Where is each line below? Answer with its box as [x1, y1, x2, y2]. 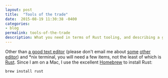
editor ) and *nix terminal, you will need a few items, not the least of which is [5, 54, 161, 60]
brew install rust [5, 69, 43, 74]
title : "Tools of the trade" [5, 12, 68, 17]
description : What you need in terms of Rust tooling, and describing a [5, 35, 160, 40]
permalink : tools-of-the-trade [5, 30, 70, 35]
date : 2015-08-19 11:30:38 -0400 [5, 16, 77, 21]
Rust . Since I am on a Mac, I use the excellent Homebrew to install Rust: [5, 59, 152, 65]
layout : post [5, 7, 32, 12]
